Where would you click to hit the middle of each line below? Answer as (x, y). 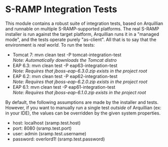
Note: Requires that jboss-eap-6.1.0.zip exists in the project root (79, 92)
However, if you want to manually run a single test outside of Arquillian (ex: (83, 107)
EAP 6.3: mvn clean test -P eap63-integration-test (65, 65)
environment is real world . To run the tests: (50, 45)
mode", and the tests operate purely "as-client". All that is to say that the (81, 40)
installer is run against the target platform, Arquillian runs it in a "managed (82, 34)
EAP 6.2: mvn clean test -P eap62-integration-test (65, 76)
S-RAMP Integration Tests (61, 9)
